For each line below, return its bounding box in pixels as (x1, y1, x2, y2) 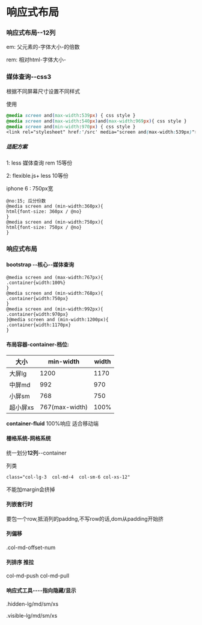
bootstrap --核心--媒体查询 (6, 260, 74, 268)
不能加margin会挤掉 (6, 486, 55, 493)
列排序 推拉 (6, 558, 34, 565)
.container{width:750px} (6, 296, 69, 302)
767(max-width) (40, 403, 88, 411)
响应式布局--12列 (6, 28, 56, 37)
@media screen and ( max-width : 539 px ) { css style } (6, 112, 136, 118)
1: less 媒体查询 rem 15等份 (6, 159, 73, 166)
